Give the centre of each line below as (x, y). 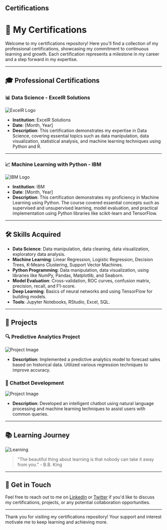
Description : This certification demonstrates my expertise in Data (80, 131)
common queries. (30, 414)
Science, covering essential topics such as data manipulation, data (81, 136)
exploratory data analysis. (39, 254)
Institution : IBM (28, 187)
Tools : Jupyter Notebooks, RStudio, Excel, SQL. (61, 302)
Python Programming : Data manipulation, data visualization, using (81, 270)
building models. (29, 297)
